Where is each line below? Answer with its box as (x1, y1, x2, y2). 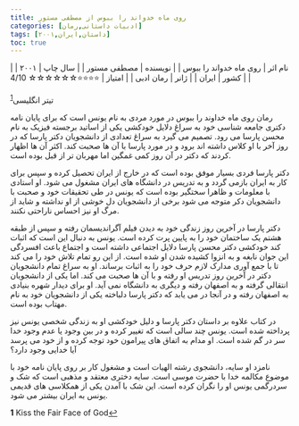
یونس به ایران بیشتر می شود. (10, 389, 108, 400)
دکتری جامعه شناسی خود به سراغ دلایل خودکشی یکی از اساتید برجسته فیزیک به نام (10, 121, 287, 132)
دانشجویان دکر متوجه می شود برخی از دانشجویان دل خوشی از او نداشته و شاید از (10, 196, 281, 206)
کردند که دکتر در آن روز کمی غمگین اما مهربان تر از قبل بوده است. (10, 149, 231, 161)
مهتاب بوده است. (10, 298, 68, 309)
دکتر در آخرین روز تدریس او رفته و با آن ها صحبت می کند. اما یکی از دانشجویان (10, 270, 271, 280)
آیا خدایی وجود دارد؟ (10, 344, 77, 355)
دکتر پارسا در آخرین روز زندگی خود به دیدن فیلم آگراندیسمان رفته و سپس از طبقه (10, 222, 281, 233)
